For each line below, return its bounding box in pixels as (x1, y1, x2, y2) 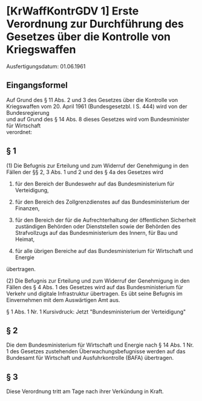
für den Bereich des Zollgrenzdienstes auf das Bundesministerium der (15, 198, 190, 205)
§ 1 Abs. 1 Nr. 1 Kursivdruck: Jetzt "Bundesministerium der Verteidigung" (6, 308, 186, 315)
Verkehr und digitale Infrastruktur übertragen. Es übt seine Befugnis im (6, 290, 183, 297)
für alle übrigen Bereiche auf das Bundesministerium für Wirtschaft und (15, 247, 194, 254)
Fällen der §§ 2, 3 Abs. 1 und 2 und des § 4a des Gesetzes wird (6, 168, 163, 176)
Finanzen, (15, 204, 40, 212)
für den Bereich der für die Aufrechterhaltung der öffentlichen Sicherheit (15, 216, 197, 223)
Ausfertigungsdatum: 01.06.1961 (6, 62, 86, 70)
